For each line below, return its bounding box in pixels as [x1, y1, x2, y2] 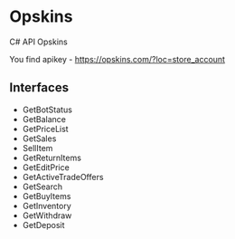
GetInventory [22, 200, 72, 211]
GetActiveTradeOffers [22, 171, 104, 182]
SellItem [22, 142, 53, 153]
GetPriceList [22, 123, 70, 134]
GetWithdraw [22, 210, 72, 221]
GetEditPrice [22, 161, 70, 173]
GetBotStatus [22, 104, 72, 115]
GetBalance [22, 113, 66, 124]
